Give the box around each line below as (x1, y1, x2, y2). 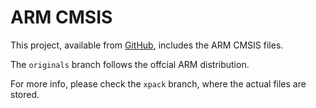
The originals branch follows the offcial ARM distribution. (10, 58, 250, 70)
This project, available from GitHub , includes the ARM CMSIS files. (10, 39, 284, 51)
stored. (10, 88, 40, 100)
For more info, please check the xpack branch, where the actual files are (10, 77, 307, 90)
